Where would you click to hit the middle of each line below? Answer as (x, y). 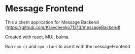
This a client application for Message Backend (52, 22)
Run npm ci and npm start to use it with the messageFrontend (68, 46)
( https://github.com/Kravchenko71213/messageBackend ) (63, 27)
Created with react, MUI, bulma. (37, 37)
